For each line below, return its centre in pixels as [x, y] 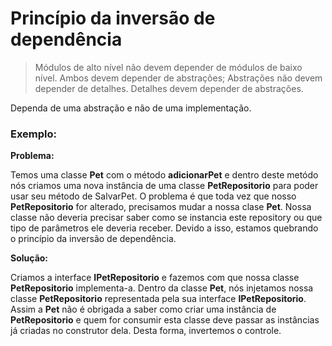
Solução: [29, 258]
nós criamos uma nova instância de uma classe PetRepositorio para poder [164, 186]
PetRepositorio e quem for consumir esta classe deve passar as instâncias [165, 320]
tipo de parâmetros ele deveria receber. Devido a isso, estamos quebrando [164, 228]
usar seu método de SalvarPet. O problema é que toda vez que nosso [153, 196]
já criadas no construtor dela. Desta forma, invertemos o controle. [146, 331]
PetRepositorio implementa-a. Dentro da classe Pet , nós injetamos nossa [162, 288]
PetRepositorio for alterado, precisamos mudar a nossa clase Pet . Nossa [161, 207]
